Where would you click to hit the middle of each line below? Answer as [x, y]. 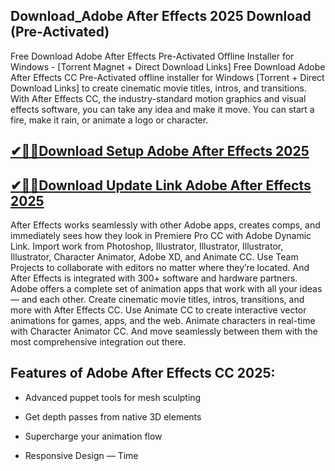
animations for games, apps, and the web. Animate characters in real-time [163, 321]
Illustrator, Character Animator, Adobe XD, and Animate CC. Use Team [154, 257]
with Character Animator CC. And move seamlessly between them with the [164, 331]
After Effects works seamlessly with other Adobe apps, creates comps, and [165, 225]
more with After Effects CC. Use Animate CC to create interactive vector [158, 310]
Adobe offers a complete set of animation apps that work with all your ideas [166, 289]
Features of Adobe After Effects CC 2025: [143, 373]
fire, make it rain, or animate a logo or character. [109, 120]
